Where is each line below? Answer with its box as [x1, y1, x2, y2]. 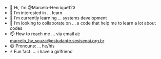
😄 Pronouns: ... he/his [9, 43, 55, 49]
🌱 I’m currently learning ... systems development [9, 15, 107, 20]
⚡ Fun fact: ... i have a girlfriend [9, 49, 73, 54]
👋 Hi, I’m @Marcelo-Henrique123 [9, 5, 76, 10]
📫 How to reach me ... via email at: [9, 31, 80, 37]
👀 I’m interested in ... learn [9, 10, 62, 16]
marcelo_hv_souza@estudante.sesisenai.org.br [9, 38, 105, 43]
